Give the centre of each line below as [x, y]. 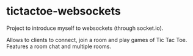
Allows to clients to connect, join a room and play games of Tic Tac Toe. [97, 40]
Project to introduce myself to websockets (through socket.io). [85, 28]
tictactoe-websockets [64, 11]
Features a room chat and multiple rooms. [59, 46]
